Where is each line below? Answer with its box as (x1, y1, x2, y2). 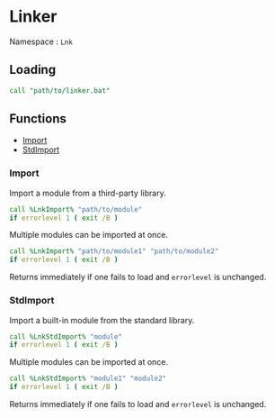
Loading (9, 62, 57, 77)
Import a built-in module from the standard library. (9, 314, 195, 325)
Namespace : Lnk (9, 36, 74, 47)
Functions (9, 111, 67, 127)
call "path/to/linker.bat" (9, 86, 111, 95)
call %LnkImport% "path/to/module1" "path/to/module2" (9, 247, 219, 256)
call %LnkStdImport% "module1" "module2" (9, 374, 167, 384)
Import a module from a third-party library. (9, 187, 166, 198)
